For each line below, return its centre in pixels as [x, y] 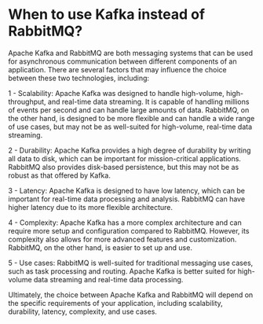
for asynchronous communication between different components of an [122, 61]
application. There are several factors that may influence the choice [117, 69]
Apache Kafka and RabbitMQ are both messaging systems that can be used [131, 53]
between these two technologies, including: [79, 78]
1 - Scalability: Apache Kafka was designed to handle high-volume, [117, 93]
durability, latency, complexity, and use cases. [82, 311]
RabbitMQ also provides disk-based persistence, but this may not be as [124, 167]
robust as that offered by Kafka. [60, 175]
